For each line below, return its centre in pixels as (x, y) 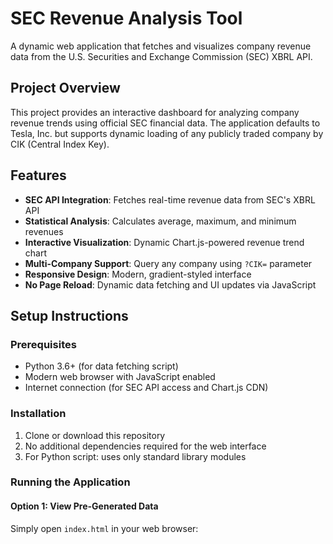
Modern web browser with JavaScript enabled (120, 377)
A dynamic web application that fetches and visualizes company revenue (161, 46)
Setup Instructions (69, 315)
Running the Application (70, 482)
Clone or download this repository (95, 435)
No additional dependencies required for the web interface (145, 446)
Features (38, 175)
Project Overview (65, 88)
